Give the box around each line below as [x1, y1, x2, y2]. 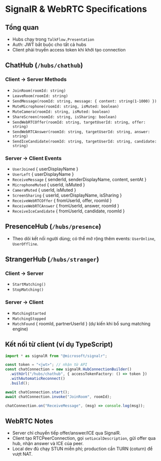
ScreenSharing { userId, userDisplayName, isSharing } [12, 192, 122, 198]
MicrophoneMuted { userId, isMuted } [12, 182, 85, 188]
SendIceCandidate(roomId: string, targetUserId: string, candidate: [12, 139, 157, 144]
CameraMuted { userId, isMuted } [12, 187, 76, 193]
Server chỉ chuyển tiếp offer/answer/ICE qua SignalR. [12, 430, 121, 436]
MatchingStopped [12, 316, 46, 321]
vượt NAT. [12, 451, 33, 457]
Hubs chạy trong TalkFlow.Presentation [12, 36, 95, 42]
